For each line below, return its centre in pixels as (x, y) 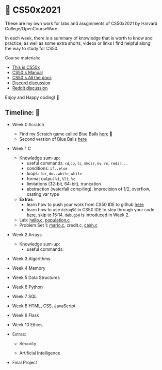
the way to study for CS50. (32, 48)
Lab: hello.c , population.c (45, 220)
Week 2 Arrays (27, 234)
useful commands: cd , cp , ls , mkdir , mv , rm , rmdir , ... (77, 163)
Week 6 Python (27, 287)
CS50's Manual (27, 72)
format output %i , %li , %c (51, 178)
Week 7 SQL (24, 296)
